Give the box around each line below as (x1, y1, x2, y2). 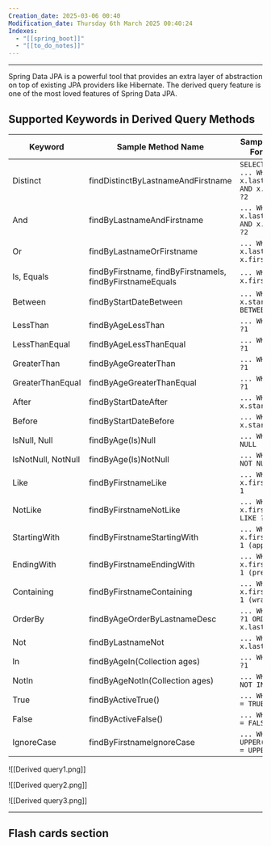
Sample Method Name (116, 141, 204, 152)
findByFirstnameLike (88, 477, 167, 488)
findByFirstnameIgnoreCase (88, 736, 195, 747)
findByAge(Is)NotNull (88, 453, 169, 465)
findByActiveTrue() (88, 694, 160, 705)
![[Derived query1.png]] (8, 764, 86, 774)
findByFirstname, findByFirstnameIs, (88, 266, 227, 277)
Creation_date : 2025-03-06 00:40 (8, 11, 121, 20)
